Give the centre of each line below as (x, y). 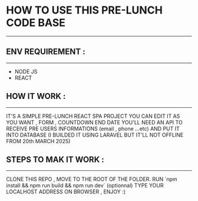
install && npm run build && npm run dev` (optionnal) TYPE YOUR (85, 186)
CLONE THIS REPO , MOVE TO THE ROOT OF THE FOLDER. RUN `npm (92, 179)
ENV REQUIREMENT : (46, 52)
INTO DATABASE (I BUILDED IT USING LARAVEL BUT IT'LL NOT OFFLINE (95, 135)
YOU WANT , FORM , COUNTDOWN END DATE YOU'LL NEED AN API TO (94, 122)
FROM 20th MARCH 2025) (38, 141)
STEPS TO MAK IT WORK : (55, 159)
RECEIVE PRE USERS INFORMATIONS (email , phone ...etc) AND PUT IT (93, 128)
